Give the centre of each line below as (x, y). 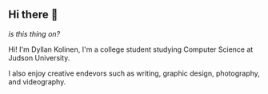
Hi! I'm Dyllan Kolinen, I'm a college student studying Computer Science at (131, 49)
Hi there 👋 (33, 15)
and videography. (37, 81)
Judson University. (39, 57)
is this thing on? (34, 33)
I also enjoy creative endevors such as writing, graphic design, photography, (134, 73)
